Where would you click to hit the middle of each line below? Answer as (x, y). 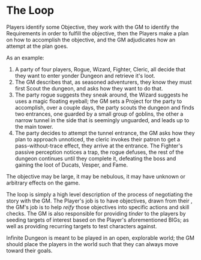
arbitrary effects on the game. (43, 183)
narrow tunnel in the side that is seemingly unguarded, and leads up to (102, 120)
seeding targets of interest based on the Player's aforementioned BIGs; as (97, 220)
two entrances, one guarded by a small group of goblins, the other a (99, 114)
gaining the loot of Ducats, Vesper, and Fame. (71, 165)
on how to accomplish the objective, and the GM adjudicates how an (91, 40)
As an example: (25, 58)
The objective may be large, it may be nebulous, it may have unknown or (96, 176)
